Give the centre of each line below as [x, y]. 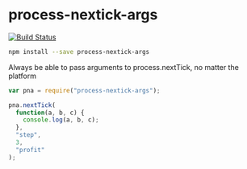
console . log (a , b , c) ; [61, 120]
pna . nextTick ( [32, 105]
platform [22, 76]
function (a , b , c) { [50, 113]
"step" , [29, 135]
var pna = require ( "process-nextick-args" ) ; [84, 90]
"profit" [30, 150]
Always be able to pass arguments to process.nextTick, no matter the [124, 67]
